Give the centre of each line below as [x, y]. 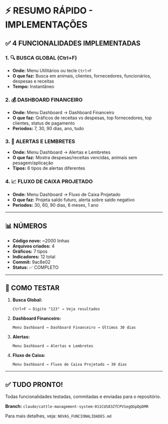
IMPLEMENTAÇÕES [46, 25]
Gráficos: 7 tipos [30, 251]
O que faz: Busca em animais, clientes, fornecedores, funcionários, [82, 76]
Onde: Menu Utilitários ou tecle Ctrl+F [52, 70]
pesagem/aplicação [33, 163]
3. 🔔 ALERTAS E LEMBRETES [40, 142]
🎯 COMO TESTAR [32, 288]
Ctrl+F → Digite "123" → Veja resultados [56, 309]
